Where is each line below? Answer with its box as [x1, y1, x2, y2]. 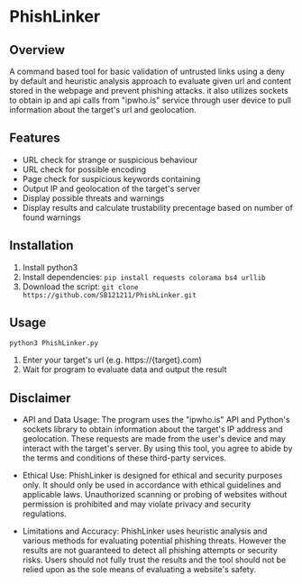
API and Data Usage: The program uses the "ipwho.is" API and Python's [22, 415, 290, 425]
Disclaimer [9, 390, 71, 406]
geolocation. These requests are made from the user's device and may [22, 433, 287, 444]
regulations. [22, 508, 68, 519]
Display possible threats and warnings [22, 192, 165, 204]
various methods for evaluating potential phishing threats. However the [22, 535, 287, 546]
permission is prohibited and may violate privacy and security [22, 498, 252, 510]
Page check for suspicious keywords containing [22, 173, 201, 184]
